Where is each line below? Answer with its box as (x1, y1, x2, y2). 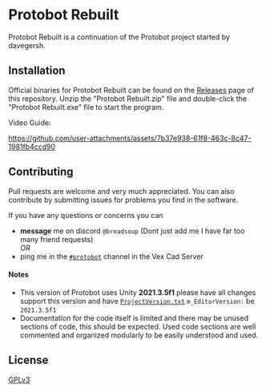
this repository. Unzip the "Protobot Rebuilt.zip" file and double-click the (8, 94, 247, 103)
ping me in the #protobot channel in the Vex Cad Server (19, 251, 204, 261)
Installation (8, 64, 66, 78)
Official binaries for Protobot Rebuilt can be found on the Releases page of (8, 85, 255, 95)
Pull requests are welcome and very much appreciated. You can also (8, 186, 235, 196)
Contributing (8, 165, 74, 179)
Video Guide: (8, 118, 51, 127)
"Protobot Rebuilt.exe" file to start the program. (8, 102, 164, 111)
